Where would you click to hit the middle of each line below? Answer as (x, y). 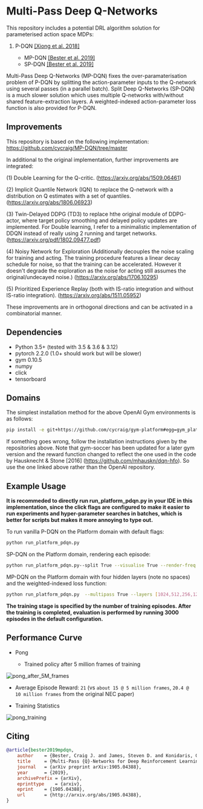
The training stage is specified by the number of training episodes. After (99, 606)
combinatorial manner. (34, 313)
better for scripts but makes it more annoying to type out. (80, 520)
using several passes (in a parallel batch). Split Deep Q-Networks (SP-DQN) (101, 88)
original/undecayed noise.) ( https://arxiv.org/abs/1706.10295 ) (82, 277)
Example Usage (36, 486)
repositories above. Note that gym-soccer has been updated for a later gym (101, 448)
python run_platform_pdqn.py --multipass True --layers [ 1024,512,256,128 (104, 594)
